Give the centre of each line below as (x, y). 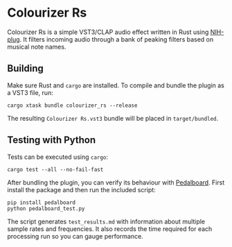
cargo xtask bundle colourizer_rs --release (72, 105)
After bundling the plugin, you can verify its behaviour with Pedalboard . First (116, 182)
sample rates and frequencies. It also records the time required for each (110, 229)
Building (25, 68)
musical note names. (37, 46)
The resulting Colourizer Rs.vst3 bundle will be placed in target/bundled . (113, 118)
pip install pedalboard (42, 203)
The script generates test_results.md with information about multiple (106, 221)
